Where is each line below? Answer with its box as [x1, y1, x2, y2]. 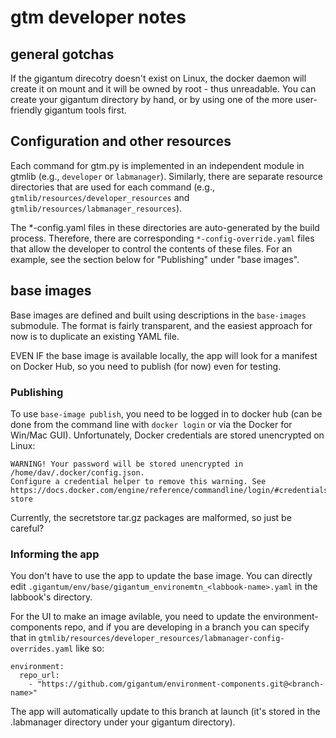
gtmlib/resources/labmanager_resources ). [10, 202, 183, 214]
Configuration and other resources [10, 133, 232, 150]
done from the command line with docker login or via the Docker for [10, 418, 293, 430]
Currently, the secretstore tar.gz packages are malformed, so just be [10, 511, 292, 523]
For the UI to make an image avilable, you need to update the [10, 611, 262, 623]
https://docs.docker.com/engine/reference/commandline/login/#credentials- [10, 485, 333, 495]
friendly [10, 104, 43, 116]
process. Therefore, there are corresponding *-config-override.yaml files [10, 232, 315, 244]
